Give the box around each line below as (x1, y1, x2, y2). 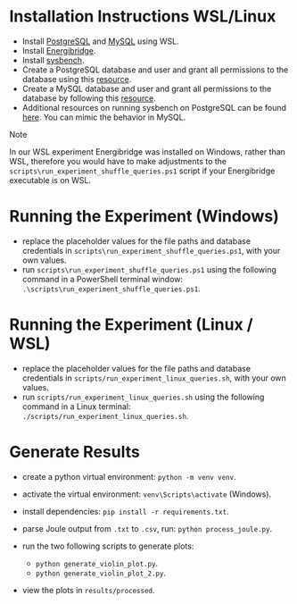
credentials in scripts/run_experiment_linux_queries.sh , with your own (21, 373, 287, 383)
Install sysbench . (21, 55, 85, 65)
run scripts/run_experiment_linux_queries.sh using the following (21, 391, 265, 402)
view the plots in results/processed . (21, 584, 155, 595)
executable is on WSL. (9, 174, 92, 185)
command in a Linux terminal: (21, 400, 131, 412)
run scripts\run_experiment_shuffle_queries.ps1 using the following (21, 264, 276, 274)
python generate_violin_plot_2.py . (35, 567, 167, 578)
